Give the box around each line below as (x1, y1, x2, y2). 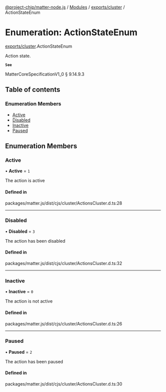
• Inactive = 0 (5, 289, 34, 295)
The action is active (5, 178, 45, 184)
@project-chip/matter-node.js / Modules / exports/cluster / (5, 4, 125, 10)
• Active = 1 (5, 168, 30, 174)
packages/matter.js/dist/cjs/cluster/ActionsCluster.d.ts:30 (5, 381, 123, 387)
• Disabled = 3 (5, 228, 35, 234)
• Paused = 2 (5, 349, 32, 355)
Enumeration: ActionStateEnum (5, 27, 138, 38)
